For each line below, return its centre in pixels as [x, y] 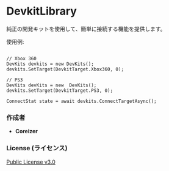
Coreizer [27, 131]
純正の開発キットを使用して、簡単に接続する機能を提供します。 [86, 29]
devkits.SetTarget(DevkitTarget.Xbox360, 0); [65, 69]
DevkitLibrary [42, 11]
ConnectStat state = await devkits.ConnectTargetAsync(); [81, 101]
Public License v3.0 [31, 162]
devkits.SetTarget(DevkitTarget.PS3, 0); [60, 90]
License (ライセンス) [37, 148]
